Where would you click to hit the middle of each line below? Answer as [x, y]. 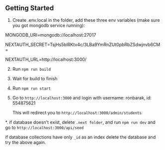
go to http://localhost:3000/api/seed [44, 127]
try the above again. [26, 142]
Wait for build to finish [35, 78]
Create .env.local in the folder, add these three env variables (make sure [86, 20]
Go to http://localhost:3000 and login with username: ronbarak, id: [82, 98]
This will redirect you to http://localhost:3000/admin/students [77, 112]
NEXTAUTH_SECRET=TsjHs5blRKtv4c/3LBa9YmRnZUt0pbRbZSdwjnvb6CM [83, 45]
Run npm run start [32, 88]
